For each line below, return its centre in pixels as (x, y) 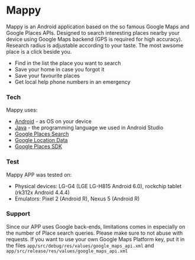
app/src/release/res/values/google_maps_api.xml (67, 251)
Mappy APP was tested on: (39, 175)
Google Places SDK (38, 147)
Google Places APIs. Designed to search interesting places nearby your (93, 32)
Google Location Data (41, 140)
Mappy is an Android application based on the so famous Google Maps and (98, 27)
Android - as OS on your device (53, 121)
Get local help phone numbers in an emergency (73, 82)
